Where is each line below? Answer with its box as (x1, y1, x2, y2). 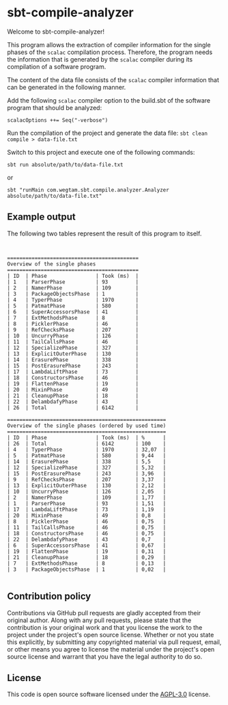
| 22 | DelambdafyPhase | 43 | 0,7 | (7, 536, 167, 543)
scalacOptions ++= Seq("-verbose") (7, 116, 109, 124)
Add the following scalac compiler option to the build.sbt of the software (7, 96, 210, 104)
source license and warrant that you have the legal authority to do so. (7, 652, 203, 661)
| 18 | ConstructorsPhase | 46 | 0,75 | (7, 530, 167, 537)
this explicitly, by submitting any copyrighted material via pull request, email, (7, 638, 222, 646)
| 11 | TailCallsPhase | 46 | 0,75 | (7, 524, 167, 531)
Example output (7, 211, 76, 223)
